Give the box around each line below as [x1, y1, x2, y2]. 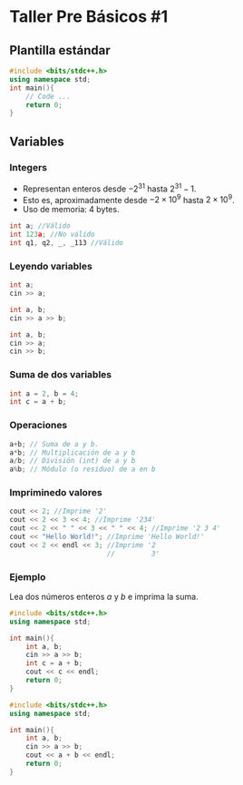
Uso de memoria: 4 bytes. [22, 204, 120, 215]
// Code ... [25, 92, 71, 101]
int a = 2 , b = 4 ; [9, 388, 79, 398]
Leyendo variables [9, 260, 92, 272]
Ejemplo [9, 570, 46, 583]
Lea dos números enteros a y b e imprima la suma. [9, 591, 199, 602]
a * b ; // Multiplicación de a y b [9, 447, 136, 457]
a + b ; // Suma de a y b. [9, 439, 100, 448]
